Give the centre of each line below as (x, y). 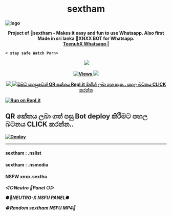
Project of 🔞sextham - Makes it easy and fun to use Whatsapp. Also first (86, 33)
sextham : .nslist (24, 153)
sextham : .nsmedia (27, 164)
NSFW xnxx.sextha (26, 176)
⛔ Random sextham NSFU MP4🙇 (40, 208)
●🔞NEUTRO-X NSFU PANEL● (38, 198)
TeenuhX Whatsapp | (86, 43)
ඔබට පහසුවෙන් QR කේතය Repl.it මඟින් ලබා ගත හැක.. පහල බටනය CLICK (92, 84)
